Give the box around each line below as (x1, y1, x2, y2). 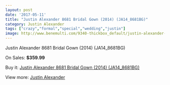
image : (5, 31, 19, 36)
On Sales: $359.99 (5, 55, 45, 61)
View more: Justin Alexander (5, 74, 65, 80)
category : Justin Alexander (5, 21, 65, 27)
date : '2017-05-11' (5, 12, 47, 17)
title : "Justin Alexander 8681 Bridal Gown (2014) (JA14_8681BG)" (5, 17, 148, 22)
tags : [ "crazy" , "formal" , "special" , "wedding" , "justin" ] (5, 26, 125, 31)
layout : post (5, 7, 33, 13)
